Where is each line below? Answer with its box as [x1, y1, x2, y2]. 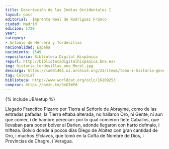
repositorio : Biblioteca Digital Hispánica [5, 54, 98, 59]
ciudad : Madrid [5, 21, 37, 27]
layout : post [5, 12, 33, 17]
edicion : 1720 [5, 26, 35, 31]
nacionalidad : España [5, 45, 51, 50]
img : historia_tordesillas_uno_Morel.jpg [5, 63, 94, 68]
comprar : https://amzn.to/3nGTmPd [5, 82, 78, 87]
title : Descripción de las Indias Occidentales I [5, 7, 112, 13]
